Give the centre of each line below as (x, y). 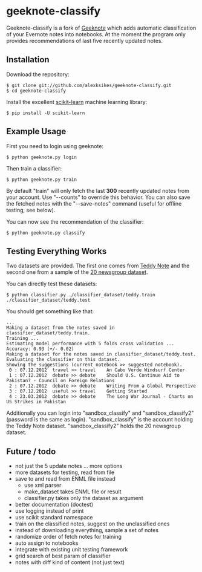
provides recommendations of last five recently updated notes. (85, 41)
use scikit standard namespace (54, 518)
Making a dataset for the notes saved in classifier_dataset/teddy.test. (101, 354)
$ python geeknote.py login (42, 157)
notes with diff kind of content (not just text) (70, 562)
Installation (28, 60)
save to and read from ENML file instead (65, 479)
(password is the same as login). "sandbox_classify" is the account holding (100, 420)
